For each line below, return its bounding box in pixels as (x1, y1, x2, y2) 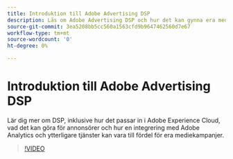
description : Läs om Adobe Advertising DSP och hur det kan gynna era (7, 17, 216, 24)
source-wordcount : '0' (7, 36, 73, 43)
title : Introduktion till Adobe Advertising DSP (7, 10, 150, 17)
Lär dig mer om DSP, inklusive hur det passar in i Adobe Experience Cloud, (7, 116, 221, 124)
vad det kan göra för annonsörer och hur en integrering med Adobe (7, 123, 200, 132)
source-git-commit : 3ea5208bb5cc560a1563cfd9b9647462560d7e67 (7, 23, 191, 30)
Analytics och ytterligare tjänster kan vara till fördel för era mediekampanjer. (7, 131, 225, 139)
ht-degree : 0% (7, 42, 49, 49)
